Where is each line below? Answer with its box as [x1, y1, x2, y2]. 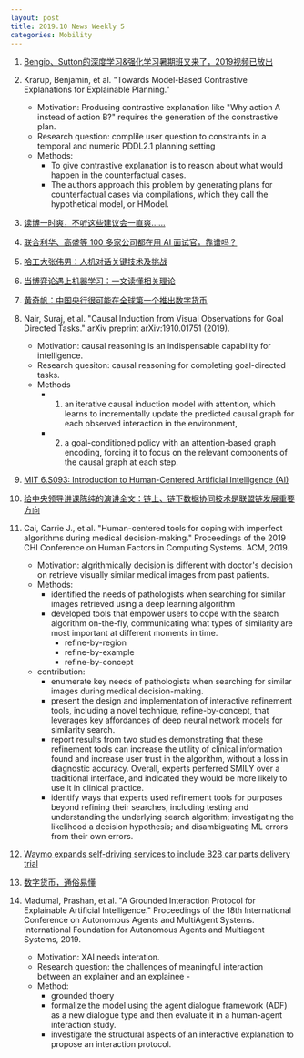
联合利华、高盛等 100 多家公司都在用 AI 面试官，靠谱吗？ [23, 237, 238, 248]
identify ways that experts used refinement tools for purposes [50, 792, 283, 803]
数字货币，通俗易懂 [23, 877, 96, 889]
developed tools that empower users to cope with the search [50, 608, 279, 620]
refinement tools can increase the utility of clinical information [50, 744, 283, 755]
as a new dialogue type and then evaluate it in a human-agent [50, 1010, 283, 1021]
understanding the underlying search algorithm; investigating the [50, 812, 295, 823]
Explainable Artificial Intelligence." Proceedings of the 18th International [23, 905, 292, 916]
